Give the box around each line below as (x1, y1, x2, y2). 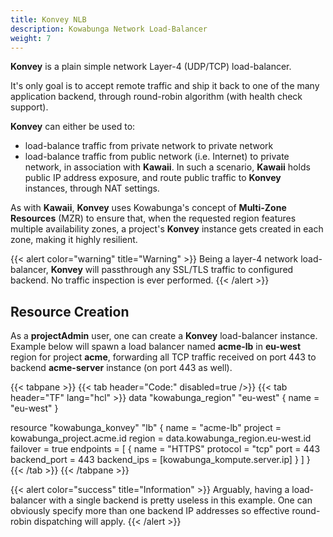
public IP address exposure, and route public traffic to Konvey (24, 172, 282, 184)
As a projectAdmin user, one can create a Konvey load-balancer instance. (10, 330, 318, 342)
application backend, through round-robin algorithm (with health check (10, 91, 303, 103)
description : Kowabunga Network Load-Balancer (10, 24, 208, 34)
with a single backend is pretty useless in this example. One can (48, 494, 313, 506)
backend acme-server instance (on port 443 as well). (10, 362, 233, 374)
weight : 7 (10, 33, 52, 43)
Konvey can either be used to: (10, 121, 136, 133)
